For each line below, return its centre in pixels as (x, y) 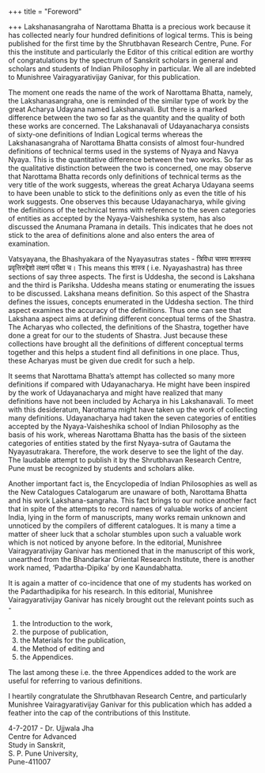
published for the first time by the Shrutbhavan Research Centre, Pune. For (130, 43)
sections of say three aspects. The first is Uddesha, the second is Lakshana (132, 277)
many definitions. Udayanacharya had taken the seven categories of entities (132, 418)
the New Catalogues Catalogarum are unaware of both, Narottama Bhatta (128, 492)
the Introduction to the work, (66, 623)
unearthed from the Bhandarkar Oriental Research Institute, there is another (131, 559)
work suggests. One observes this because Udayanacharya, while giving (127, 202)
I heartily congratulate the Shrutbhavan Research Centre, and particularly (127, 696)
